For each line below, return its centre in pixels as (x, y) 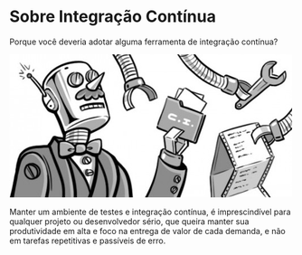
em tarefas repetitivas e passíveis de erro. (88, 241)
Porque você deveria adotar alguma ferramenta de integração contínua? (144, 42)
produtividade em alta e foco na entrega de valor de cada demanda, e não (148, 231)
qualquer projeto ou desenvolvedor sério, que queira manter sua (129, 221)
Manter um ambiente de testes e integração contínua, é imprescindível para (150, 212)
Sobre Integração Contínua (113, 17)
